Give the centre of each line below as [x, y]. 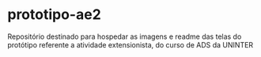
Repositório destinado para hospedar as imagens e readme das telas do [125, 36]
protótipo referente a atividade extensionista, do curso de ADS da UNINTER [130, 44]
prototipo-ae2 [55, 15]
